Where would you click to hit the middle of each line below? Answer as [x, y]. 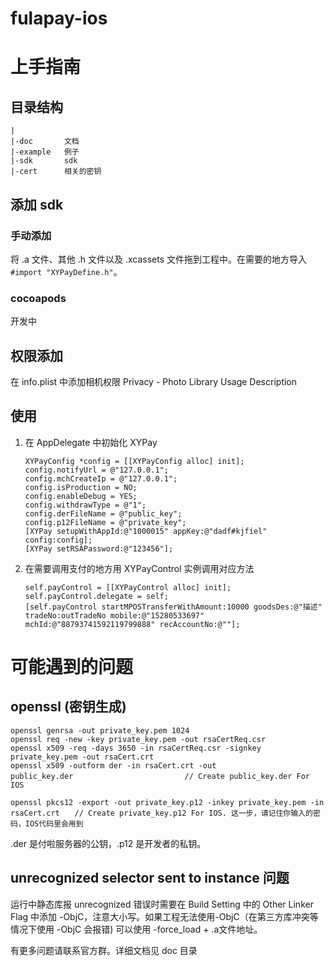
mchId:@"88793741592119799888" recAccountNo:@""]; [132, 624]
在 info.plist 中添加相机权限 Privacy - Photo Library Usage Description [154, 381]
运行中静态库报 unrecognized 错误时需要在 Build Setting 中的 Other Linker [162, 904]
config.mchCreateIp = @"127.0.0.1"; [101, 478]
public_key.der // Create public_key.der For [160, 776]
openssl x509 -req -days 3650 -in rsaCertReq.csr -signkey [136, 748]
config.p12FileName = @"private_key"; [105, 522]
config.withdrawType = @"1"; [85, 505]
